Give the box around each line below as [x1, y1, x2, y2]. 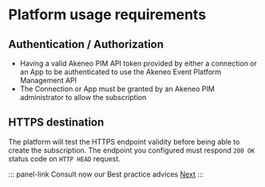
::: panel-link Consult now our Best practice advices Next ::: [8, 169, 204, 179]
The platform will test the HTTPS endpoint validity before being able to [8, 137, 240, 146]
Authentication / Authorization [8, 38, 164, 51]
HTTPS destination [8, 116, 105, 129]
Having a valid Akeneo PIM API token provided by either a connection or [19, 58, 258, 68]
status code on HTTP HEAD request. [8, 153, 121, 163]
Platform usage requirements [8, 6, 207, 24]
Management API [19, 76, 77, 85]
